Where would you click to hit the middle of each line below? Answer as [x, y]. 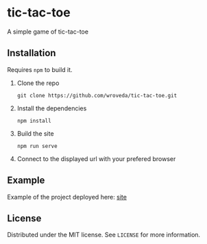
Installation [32, 53]
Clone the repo [38, 83]
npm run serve [37, 146]
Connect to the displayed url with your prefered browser [96, 158]
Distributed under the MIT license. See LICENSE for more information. [104, 235]
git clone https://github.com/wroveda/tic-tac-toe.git [97, 95]
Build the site [35, 133]
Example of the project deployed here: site [67, 197]
